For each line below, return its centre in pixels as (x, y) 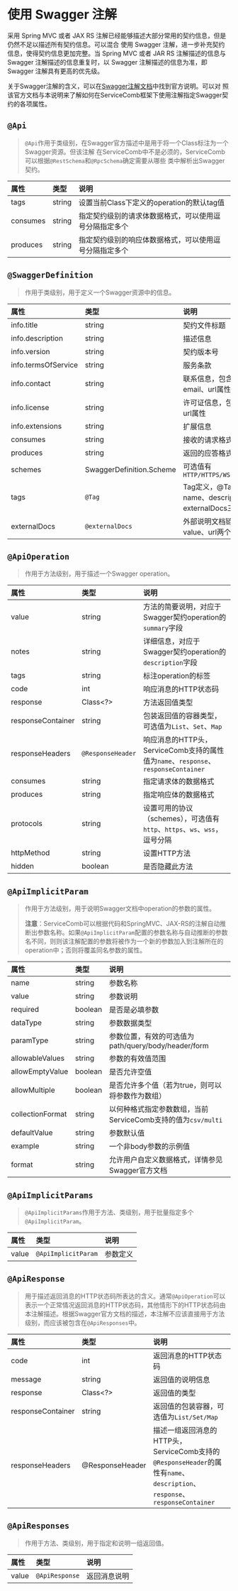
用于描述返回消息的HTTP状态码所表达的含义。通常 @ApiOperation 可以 (125, 1296)
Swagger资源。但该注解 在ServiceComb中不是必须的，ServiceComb (125, 152)
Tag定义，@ (204, 487)
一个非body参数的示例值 (149, 1147)
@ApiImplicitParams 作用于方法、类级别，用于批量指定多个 (109, 1212)
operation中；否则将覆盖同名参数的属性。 (85, 950)
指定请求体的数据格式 (178, 781)
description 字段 (170, 663)
